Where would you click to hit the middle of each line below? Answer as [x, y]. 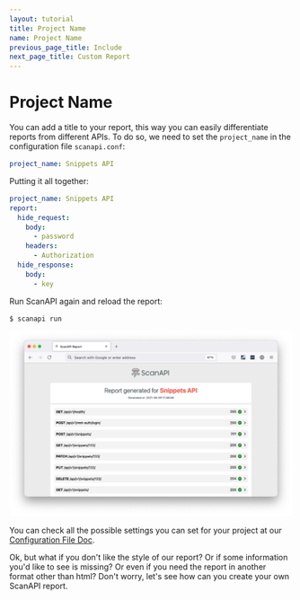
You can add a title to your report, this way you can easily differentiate [139, 128]
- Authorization [63, 256]
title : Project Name [48, 28]
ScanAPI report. [39, 586]
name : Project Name [46, 38]
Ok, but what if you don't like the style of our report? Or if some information [149, 557]
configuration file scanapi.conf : [67, 146]
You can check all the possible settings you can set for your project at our [146, 530]
